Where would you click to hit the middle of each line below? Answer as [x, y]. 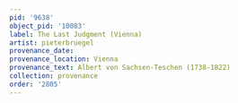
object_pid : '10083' [48, 26]
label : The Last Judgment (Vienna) [76, 34]
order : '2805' [36, 84]
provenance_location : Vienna [64, 59]
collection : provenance [54, 76]
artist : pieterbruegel [52, 43]
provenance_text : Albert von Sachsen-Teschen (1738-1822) [120, 68]
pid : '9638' [31, 17]
